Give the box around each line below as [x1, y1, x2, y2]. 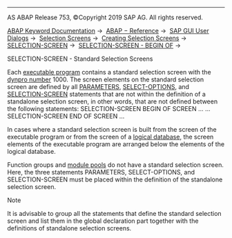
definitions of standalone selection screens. [7, 224, 132, 232]
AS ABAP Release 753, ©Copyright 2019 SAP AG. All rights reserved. [7, 13, 204, 21]
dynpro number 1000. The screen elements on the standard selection [7, 75, 204, 83]
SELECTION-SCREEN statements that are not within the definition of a [7, 90, 206, 98]
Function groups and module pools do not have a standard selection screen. [7, 161, 224, 169]
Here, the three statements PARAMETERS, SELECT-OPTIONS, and [7, 168, 195, 176]
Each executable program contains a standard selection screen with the [7, 68, 212, 76]
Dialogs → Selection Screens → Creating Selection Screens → [7, 34, 187, 42]
